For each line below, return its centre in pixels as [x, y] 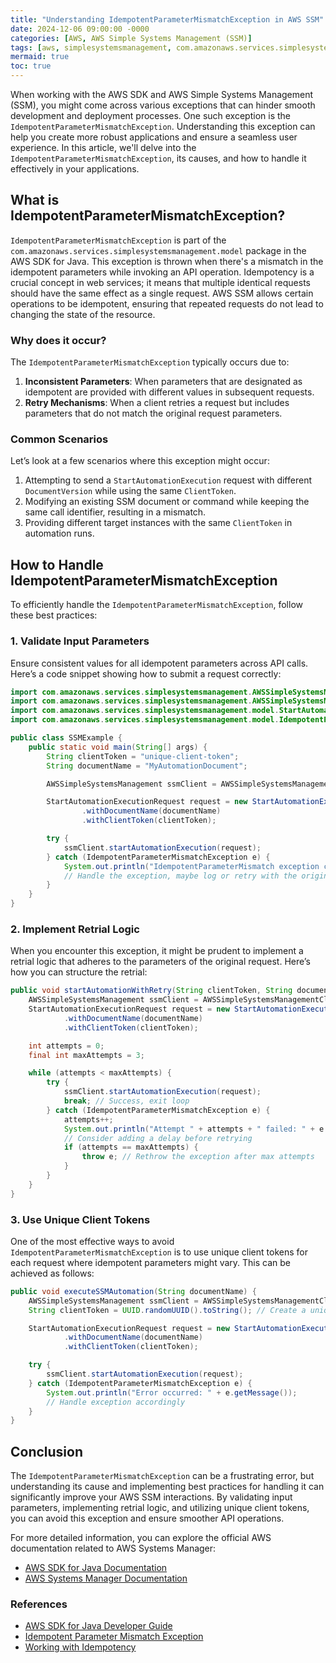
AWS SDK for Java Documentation [96, 1568]
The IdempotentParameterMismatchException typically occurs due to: [150, 362]
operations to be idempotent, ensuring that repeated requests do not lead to [167, 303]
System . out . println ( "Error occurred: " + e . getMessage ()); [172, 1392]
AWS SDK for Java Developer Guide [98, 1626]
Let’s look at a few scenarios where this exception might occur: [140, 461]
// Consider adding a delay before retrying [158, 1138]
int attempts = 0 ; [66, 1046]
